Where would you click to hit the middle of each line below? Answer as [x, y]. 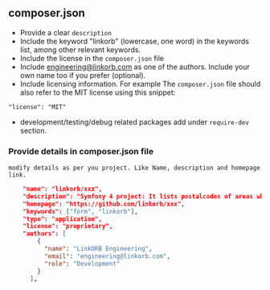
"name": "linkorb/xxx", [63, 189]
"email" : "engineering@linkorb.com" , [107, 256]
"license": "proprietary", [68, 227]
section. [33, 130]
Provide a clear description [66, 32]
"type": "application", [63, 219]
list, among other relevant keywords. [80, 49]
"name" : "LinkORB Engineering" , [98, 249]
